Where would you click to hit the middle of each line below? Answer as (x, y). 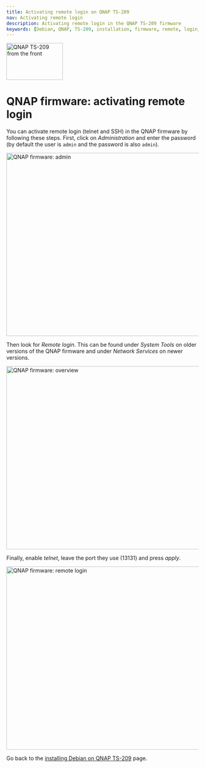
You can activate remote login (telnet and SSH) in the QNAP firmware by (97, 131)
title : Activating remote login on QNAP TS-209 (68, 12)
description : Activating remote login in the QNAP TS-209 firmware (94, 23)
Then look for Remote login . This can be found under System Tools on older (102, 345)
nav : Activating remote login (45, 18)
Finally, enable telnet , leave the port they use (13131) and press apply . (94, 558)
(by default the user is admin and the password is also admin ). (83, 145)
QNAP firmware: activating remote (95, 102)
